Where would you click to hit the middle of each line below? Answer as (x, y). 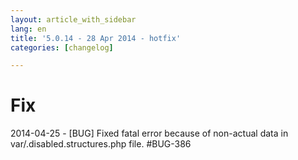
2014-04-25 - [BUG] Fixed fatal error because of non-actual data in (149, 133)
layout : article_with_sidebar (73, 19)
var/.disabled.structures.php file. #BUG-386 (101, 144)
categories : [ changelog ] (62, 47)
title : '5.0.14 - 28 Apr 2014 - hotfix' (96, 38)
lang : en (28, 29)
